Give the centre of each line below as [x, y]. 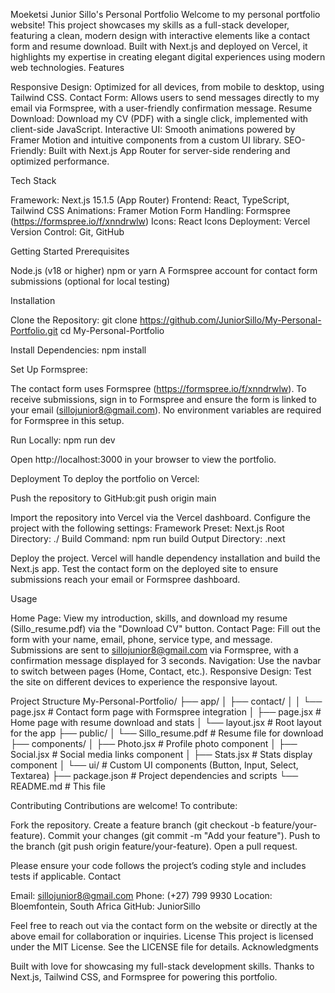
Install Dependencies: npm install [78, 350]
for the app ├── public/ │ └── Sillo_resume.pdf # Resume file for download [167, 733]
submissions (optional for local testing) [90, 281]
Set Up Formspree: [49, 369]
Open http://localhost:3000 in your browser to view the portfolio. [143, 459]
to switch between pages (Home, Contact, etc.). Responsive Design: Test [161, 671]
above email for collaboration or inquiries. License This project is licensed [162, 936]
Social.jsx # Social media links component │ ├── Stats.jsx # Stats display [161, 754]
